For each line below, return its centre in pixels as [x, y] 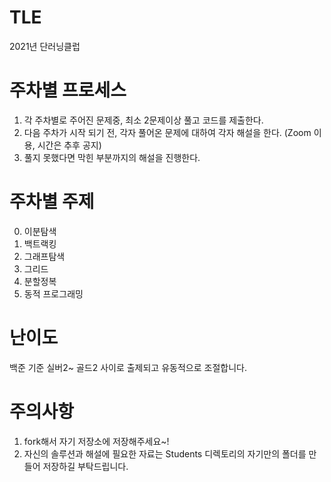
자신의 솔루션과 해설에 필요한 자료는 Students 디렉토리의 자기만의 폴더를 [165, 453]
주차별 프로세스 [68, 90]
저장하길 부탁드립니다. [85, 466]
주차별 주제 [52, 202]
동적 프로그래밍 [53, 293]
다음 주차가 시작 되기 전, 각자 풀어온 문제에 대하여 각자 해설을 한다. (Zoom [167, 132]
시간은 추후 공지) [69, 145]
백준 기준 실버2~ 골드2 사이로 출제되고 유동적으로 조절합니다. [128, 367]
